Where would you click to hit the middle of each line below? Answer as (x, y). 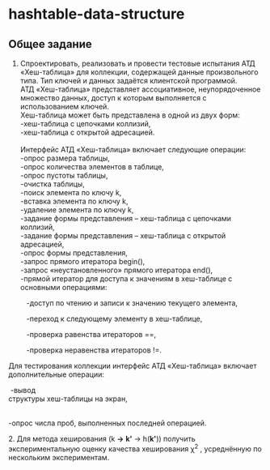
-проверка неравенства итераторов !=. (94, 350)
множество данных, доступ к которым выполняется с (113, 98)
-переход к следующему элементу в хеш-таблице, (114, 318)
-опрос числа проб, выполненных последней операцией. (108, 423)
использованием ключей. (64, 107)
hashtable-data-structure (97, 14)
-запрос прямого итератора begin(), (82, 261)
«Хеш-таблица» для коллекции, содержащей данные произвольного (139, 72)
